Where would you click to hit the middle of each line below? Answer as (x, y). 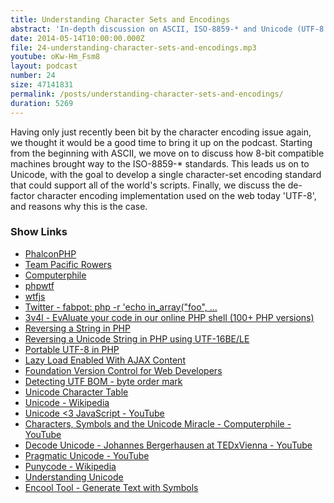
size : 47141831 (42, 85)
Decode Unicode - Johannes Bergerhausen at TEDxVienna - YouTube (168, 445)
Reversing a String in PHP (77, 328)
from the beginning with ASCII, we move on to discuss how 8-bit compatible (167, 153)
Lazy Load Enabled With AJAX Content (105, 360)
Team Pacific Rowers (68, 264)
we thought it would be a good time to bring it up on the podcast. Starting (161, 142)
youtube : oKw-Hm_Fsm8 (55, 57)
